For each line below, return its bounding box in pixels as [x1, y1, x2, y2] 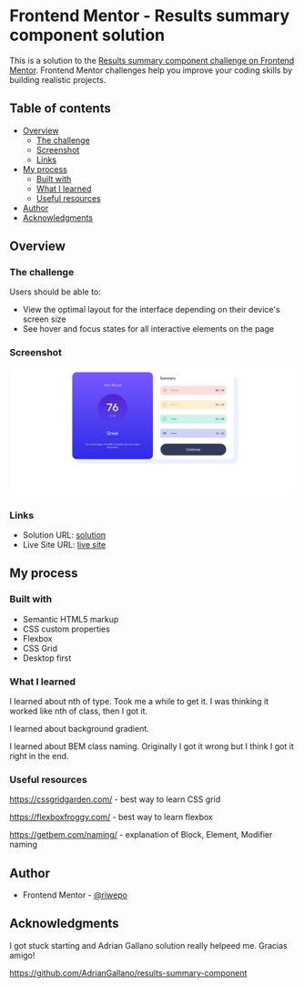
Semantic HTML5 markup [22, 613, 119, 624]
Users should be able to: [9, 286, 102, 297]
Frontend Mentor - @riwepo [22, 889, 127, 900]
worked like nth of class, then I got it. [9, 705, 148, 716]
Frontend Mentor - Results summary [9, 5, 290, 26]
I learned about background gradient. [9, 723, 150, 734]
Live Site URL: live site [22, 539, 106, 550]
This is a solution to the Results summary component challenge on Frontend [9, 55, 295, 66]
